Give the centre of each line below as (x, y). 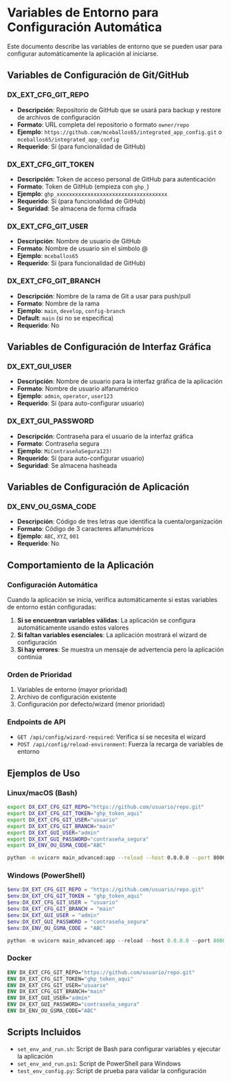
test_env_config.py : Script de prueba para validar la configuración (112, 1070)
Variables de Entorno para (83, 13)
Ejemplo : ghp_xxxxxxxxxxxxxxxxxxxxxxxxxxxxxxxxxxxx (92, 193)
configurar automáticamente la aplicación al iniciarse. (83, 54)
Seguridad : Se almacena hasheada (67, 465)
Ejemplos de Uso (44, 773)
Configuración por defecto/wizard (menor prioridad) (91, 704)
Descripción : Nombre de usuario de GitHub (79, 241)
